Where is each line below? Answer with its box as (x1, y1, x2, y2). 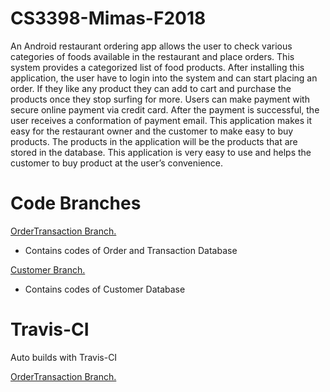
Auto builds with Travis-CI (10, 351, 118, 363)
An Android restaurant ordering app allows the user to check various (10, 40, 293, 52)
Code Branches (10, 192, 142, 215)
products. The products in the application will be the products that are (10, 135, 298, 147)
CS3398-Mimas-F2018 (10, 7, 207, 30)
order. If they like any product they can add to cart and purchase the (10, 82, 292, 94)
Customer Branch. (10, 263, 86, 276)
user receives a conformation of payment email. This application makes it (10, 114, 313, 126)
